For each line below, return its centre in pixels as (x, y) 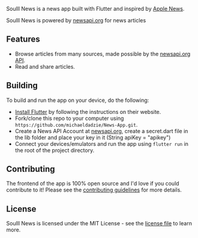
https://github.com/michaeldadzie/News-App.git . (76, 124)
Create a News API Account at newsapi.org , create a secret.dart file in (101, 131)
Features (23, 39)
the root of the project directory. (55, 150)
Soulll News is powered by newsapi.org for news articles (76, 20)
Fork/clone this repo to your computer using (69, 118)
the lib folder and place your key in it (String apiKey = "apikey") (93, 137)
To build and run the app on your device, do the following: (78, 100)
